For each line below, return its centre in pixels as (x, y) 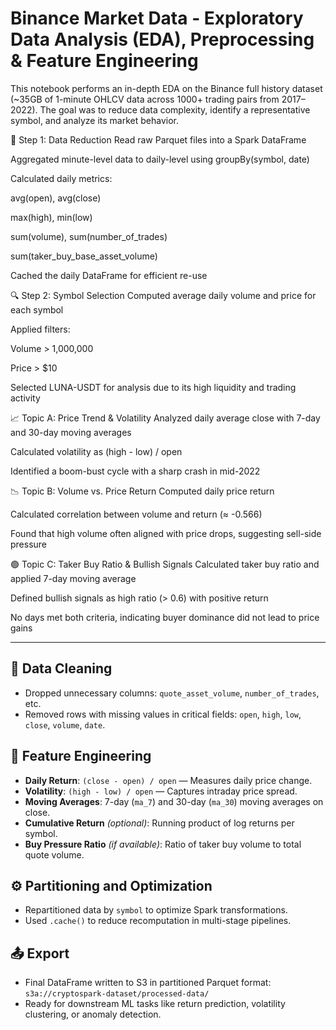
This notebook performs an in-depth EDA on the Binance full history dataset (166, 88)
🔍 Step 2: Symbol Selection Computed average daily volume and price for (163, 295)
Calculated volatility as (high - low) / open (96, 451)
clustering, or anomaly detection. (93, 1014)
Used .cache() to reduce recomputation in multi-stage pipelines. (158, 921)
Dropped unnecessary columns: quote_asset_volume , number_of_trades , (172, 693)
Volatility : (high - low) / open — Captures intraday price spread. (161, 791)
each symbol (37, 309)
